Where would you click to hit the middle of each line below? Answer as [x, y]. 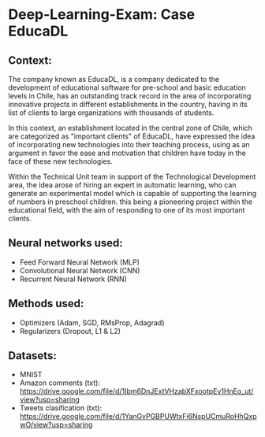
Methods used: [46, 304]
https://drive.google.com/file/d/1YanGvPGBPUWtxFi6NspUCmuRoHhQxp [138, 417]
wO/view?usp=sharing [56, 425]
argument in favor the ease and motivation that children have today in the [127, 153]
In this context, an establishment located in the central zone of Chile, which [130, 128]
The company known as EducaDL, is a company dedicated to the [114, 79]
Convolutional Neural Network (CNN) [80, 270]
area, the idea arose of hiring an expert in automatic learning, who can [122, 185]
